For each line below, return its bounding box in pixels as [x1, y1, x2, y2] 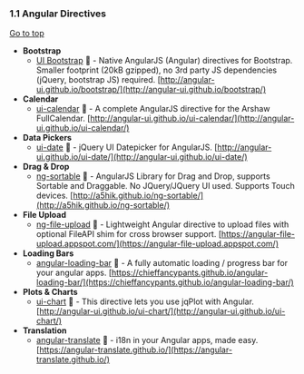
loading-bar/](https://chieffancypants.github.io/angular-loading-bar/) [35, 277, 295, 288]
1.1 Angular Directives [9, 7, 107, 20]
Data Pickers [22, 133, 73, 143]
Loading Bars [22, 248, 74, 259]
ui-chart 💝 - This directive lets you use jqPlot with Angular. [35, 296, 254, 307]
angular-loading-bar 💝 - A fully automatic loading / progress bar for [35, 258, 289, 269]
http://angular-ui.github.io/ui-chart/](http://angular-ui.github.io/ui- [39, 306, 286, 317]
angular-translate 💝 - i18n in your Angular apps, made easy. [35, 335, 259, 346]
